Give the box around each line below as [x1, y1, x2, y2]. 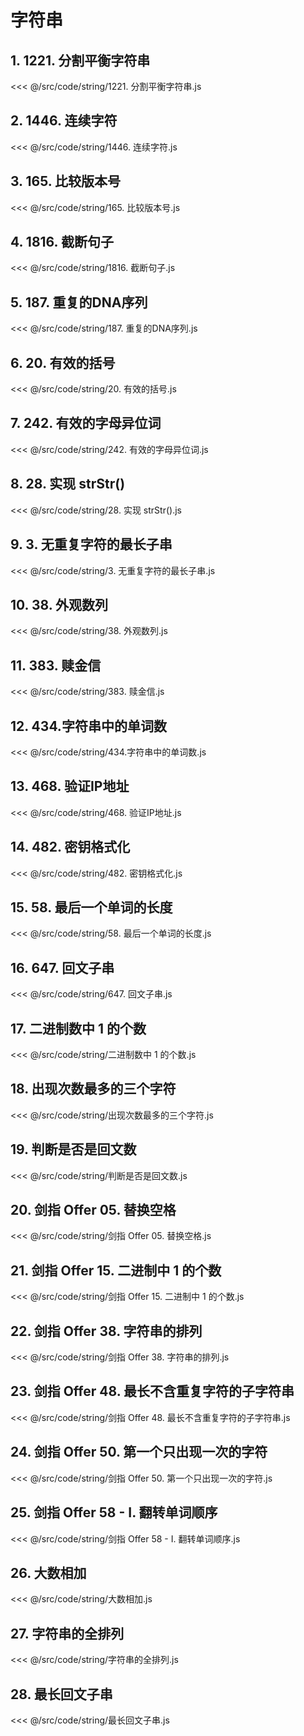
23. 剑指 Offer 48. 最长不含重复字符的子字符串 [10, 1383, 295, 1400]
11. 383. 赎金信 [10, 657, 102, 674]
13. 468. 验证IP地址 [10, 778, 130, 795]
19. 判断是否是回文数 [10, 1141, 137, 1158]
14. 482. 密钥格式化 [10, 839, 131, 856]
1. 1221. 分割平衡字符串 [10, 52, 151, 69]
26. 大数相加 [10, 1564, 87, 1581]
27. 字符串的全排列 [10, 1625, 125, 1642]
